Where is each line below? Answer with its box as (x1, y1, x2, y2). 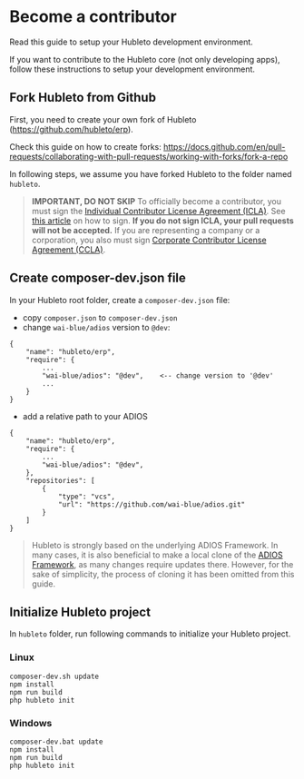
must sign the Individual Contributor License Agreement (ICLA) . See (31, 205, 286, 216)
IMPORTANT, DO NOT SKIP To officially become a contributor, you (31, 195, 281, 206)
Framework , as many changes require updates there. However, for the (31, 558, 294, 569)
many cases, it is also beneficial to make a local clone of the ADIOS (31, 549, 283, 560)
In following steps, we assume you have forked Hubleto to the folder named (9, 168, 292, 179)
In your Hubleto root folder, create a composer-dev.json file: (9, 294, 230, 305)
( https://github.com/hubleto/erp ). (9, 123, 133, 134)
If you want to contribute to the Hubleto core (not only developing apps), (9, 54, 280, 64)
